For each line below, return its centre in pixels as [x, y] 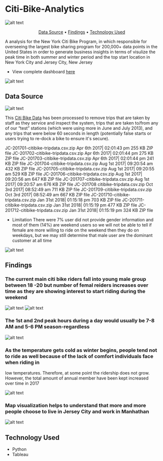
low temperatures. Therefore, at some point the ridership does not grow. [77, 373]
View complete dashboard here [44, 71]
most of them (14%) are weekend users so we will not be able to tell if [82, 225]
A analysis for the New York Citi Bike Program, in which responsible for [76, 41]
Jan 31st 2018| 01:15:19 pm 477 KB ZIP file [95, 205]
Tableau [20, 455]
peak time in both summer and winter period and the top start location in [78, 57]
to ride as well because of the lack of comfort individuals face [79, 356]
